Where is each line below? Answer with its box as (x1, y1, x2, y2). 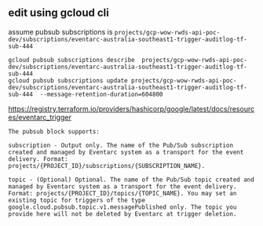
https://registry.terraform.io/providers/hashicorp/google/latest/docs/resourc (8, 104, 255, 113)
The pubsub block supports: (8, 127, 100, 136)
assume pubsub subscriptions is (8, 27, 113, 36)
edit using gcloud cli (8, 6, 110, 20)
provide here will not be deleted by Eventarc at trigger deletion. (8, 210, 237, 218)
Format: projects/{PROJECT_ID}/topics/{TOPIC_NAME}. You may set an (8, 189, 237, 197)
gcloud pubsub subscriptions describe (8, 56, 135, 64)
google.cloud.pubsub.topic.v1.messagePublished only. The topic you (8, 203, 237, 211)
